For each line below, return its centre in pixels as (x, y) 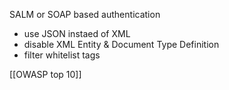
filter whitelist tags (62, 55)
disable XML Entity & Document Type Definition (121, 44)
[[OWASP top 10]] (45, 74)
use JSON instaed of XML (77, 33)
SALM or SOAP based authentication (85, 14)
